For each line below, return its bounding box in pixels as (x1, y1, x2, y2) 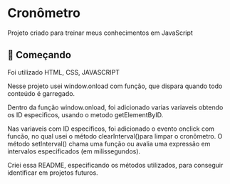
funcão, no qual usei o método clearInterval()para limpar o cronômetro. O (7, 131, 223, 140)
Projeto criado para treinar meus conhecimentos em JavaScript (7, 28, 194, 37)
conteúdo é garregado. (7, 89, 75, 97)
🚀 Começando (7, 49, 71, 61)
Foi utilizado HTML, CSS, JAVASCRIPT (7, 67, 120, 76)
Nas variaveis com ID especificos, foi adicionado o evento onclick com (7, 124, 215, 133)
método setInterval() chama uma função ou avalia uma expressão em (7, 139, 211, 148)
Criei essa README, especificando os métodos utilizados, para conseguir (7, 161, 224, 169)
